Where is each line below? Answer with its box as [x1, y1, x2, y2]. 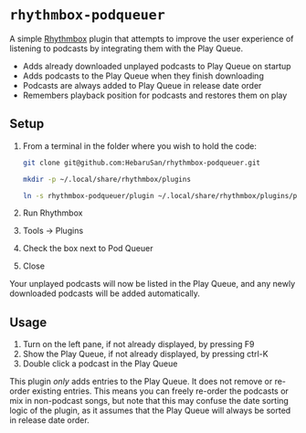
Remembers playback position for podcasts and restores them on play [22, 90, 288, 100]
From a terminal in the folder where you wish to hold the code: [22, 140, 258, 152]
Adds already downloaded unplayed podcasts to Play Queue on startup [22, 60, 291, 71]
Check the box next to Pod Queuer [22, 243, 153, 254]
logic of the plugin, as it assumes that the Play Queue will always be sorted [9, 405, 291, 417]
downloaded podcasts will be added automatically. [9, 288, 201, 299]
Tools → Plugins [22, 226, 84, 237]
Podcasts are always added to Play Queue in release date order [22, 79, 262, 90]
